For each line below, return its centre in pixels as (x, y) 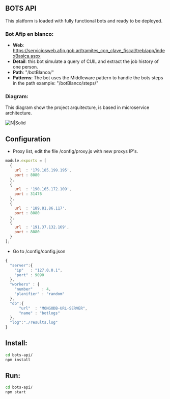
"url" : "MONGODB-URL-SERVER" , (53, 308)
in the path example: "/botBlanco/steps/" (55, 83)
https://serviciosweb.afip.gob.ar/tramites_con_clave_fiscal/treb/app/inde (89, 51)
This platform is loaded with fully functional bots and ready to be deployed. (84, 20)
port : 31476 (28, 194)
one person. (25, 67)
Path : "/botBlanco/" (33, 72)
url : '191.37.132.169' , (42, 227)
